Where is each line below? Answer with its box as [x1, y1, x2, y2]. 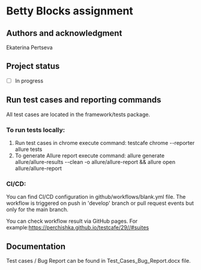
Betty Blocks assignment [6, 4, 134, 18]
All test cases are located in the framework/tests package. [6, 111, 151, 118]
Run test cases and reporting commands [6, 95, 161, 105]
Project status [6, 61, 60, 71]
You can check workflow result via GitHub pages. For [6, 217, 138, 225]
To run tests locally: [6, 126, 65, 134]
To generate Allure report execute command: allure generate [14, 151, 165, 159]
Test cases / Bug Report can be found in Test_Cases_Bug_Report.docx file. [6, 257, 191, 265]
